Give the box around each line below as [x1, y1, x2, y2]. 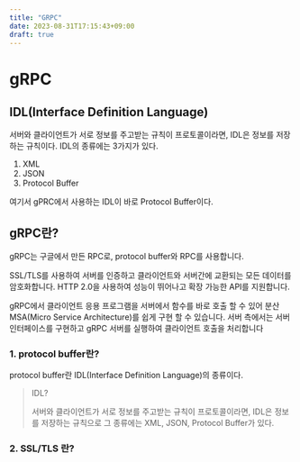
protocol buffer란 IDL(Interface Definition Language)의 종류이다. [9, 370, 243, 381]
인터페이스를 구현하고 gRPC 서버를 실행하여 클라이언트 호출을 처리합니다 [9, 323, 264, 334]
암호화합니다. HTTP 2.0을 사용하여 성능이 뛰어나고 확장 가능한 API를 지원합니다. [9, 281, 290, 293]
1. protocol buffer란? [9, 348, 100, 360]
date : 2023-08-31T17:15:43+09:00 [9, 22, 135, 31]
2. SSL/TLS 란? [9, 442, 75, 455]
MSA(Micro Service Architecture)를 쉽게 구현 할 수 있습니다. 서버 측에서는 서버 [9, 312, 291, 322]
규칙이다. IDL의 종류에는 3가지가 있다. [25, 140, 159, 151]
